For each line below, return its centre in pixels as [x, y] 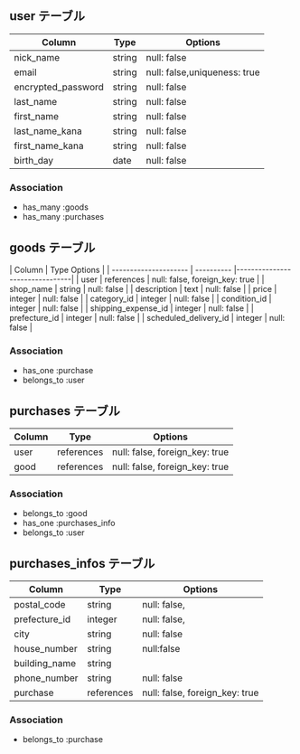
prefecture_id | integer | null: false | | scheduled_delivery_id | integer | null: [147, 317]
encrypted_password [59, 87]
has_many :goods [55, 207]
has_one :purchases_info [69, 523]
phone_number [46, 678]
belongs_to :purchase [63, 740]
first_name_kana [49, 146]
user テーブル [47, 16]
